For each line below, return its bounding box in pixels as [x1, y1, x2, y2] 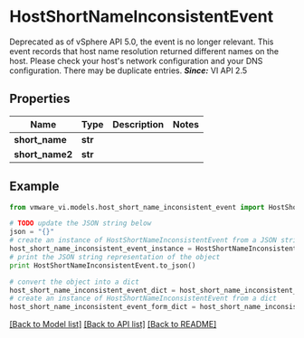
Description [112, 117, 165, 130]
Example [9, 179, 60, 194]
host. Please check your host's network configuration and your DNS [9, 55, 263, 66]
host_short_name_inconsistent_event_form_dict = [9, 303, 196, 312]
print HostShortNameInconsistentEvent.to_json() [9, 260, 196, 270]
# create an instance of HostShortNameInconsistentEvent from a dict [9, 294, 278, 304]
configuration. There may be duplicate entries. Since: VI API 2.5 [9, 65, 248, 76]
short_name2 [14, 147, 73, 160]
